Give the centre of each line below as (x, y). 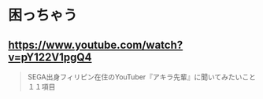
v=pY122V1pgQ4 (50, 57)
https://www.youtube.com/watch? (96, 44)
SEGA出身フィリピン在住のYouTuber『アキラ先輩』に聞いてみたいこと (141, 77)
